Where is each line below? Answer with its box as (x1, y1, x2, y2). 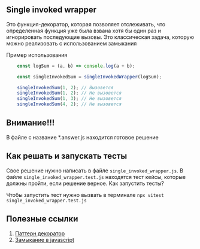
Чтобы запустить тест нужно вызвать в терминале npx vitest (6, 191, 165, 198)
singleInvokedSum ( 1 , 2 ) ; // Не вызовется (17, 90, 122, 96)
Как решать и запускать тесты (6, 151, 128, 161)
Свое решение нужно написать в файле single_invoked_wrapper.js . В (6, 167, 184, 174)
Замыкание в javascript (14, 236, 75, 243)
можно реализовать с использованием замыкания (6, 40, 137, 47)
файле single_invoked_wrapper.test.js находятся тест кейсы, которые (6, 173, 186, 180)
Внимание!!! (6, 118, 55, 128)
